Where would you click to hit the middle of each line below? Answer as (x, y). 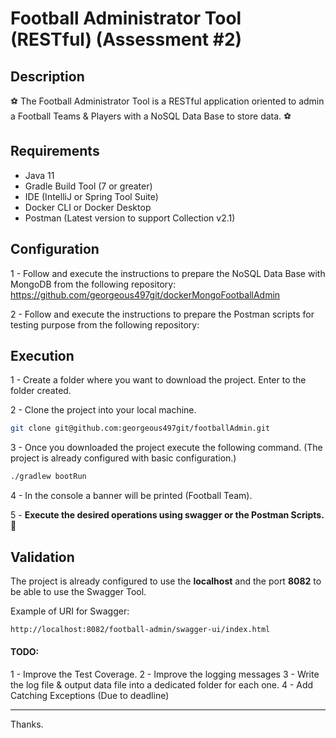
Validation (42, 557)
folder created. (41, 391)
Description (47, 76)
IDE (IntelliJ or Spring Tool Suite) (91, 196)
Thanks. (27, 724)
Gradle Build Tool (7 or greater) (88, 186)
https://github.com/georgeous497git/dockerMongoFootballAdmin (145, 294)
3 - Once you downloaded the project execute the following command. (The (166, 448)
